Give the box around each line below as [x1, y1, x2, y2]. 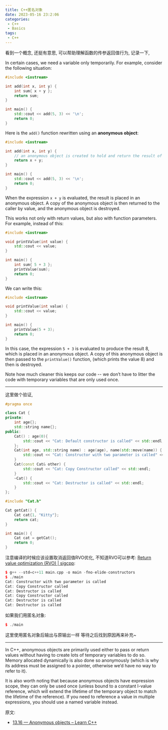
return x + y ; [14, 158, 43, 163]
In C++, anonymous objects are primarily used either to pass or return [5, 646, 149, 652]
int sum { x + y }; [14, 88, 52, 93]
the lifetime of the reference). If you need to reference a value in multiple [5, 693, 155, 699]
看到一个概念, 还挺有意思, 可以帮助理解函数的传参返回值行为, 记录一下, [5, 50, 150, 56]
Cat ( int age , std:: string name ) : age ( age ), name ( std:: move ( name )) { [14, 448, 162, 453]
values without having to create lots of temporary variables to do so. [5, 652, 146, 658]
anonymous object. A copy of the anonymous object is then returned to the [5, 200, 160, 206]
